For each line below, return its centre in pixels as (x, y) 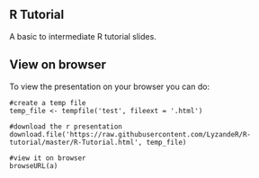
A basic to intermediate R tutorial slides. (83, 36)
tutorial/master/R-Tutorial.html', (76, 142)
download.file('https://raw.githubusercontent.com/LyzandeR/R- (130, 134)
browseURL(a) (34, 165)
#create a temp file (48, 102)
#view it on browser (48, 158)
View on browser (58, 65)
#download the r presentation (66, 126)
